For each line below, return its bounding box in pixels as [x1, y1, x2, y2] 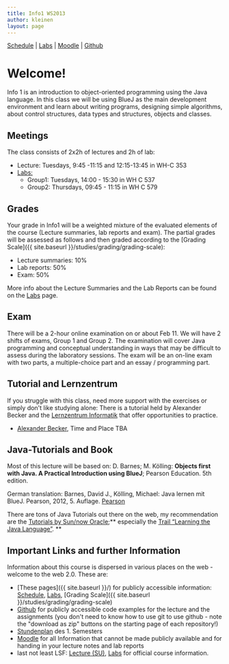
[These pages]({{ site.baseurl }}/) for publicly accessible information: [16, 583, 212, 592]
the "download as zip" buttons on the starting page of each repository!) [16, 620, 219, 628]
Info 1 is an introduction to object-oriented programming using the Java [7, 88, 207, 97]
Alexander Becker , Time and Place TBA [16, 424, 128, 432]
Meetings [7, 129, 49, 141]
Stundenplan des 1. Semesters [16, 627, 103, 635]
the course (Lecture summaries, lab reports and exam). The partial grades [7, 228, 215, 236]
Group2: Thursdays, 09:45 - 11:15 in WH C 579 [27, 183, 158, 192]
